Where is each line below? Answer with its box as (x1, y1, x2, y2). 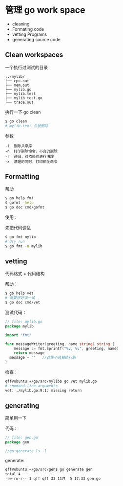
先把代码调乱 (5, 225, 31, 231)
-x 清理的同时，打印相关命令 (5, 159, 58, 164)
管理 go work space (5, 4, 85, 16)
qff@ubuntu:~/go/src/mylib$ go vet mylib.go (5, 379, 97, 384)
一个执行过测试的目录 (5, 64, 48, 70)
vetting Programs (12, 31, 47, 37)
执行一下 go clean (5, 109, 41, 115)
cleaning (12, 21, 30, 27)
